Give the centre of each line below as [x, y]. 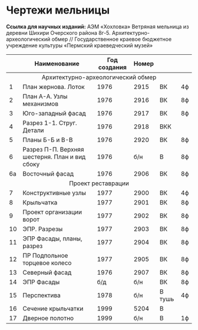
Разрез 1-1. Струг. [50, 123]
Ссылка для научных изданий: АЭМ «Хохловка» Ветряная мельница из [98, 27]
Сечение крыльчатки [53, 308]
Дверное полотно [48, 318]
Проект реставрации [99, 183]
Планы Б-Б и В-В [48, 140]
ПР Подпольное [45, 255]
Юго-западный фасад [54, 113]
